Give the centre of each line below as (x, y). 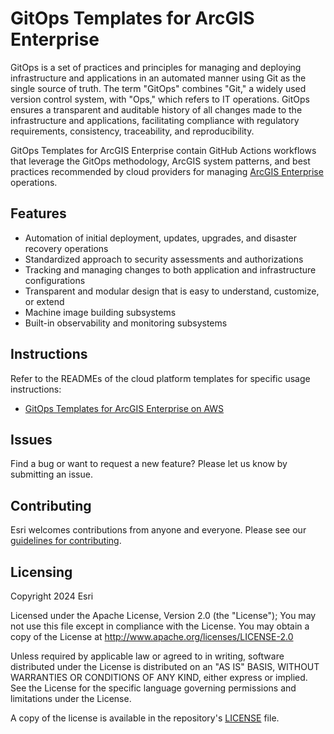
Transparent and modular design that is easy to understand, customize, (172, 291)
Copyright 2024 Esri (52, 596)
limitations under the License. (71, 698)
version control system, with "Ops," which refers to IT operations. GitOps (160, 99)
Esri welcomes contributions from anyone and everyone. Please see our (158, 530)
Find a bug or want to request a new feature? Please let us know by (149, 464)
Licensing (41, 572)
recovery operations (66, 248)
